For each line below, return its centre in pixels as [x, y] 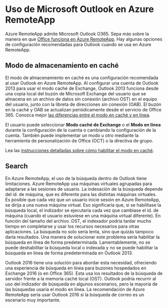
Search [17, 166]
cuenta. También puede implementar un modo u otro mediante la [72, 135]
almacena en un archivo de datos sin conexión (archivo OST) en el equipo [81, 99]
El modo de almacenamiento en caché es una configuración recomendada [82, 78]
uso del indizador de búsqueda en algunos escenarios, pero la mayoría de [81, 284]
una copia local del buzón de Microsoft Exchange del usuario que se [76, 93]
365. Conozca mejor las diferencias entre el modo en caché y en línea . [78, 115]
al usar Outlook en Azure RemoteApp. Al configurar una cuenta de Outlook [82, 83]
